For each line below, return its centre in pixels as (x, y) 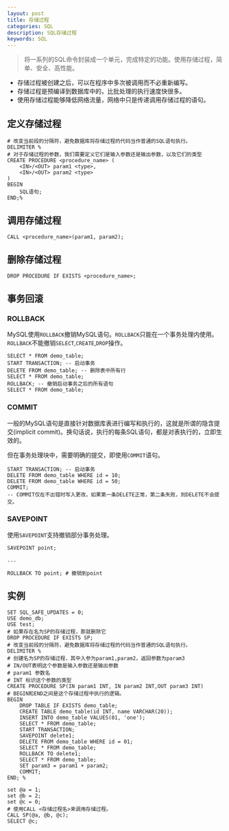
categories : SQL (30, 26)
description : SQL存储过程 (42, 33)
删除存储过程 (34, 259)
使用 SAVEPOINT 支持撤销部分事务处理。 (60, 535)
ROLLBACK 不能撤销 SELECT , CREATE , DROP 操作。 (67, 343)
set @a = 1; (24, 790)
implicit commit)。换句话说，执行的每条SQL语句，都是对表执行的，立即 (116, 432)
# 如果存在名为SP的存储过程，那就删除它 (57, 632)
